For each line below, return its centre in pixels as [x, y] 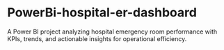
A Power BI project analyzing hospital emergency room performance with [112, 32]
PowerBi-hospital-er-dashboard [102, 13]
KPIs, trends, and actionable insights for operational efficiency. [97, 38]
